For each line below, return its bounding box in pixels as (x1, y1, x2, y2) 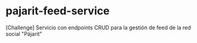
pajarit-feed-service (5, 4, 110, 18)
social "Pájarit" (5, 30, 43, 37)
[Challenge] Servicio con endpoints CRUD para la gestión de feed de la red (5, 24, 192, 31)
